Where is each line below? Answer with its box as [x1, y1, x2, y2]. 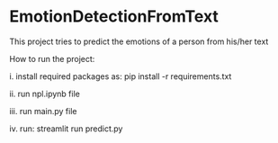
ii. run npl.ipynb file [9, 88, 81, 99]
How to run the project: [9, 53, 95, 64]
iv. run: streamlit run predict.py [9, 123, 123, 134]
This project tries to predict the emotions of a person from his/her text [9, 36, 269, 47]
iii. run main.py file [9, 105, 77, 116]
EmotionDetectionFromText [9, 6, 219, 27]
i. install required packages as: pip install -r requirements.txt [9, 70, 232, 82]
